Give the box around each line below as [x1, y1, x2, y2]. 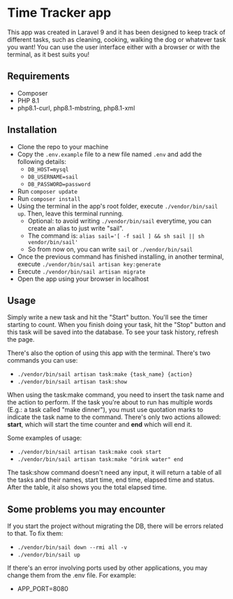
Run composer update [17, 187, 78, 195]
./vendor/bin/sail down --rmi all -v [17, 544, 128, 552]
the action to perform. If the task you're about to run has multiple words [7, 398, 213, 407]
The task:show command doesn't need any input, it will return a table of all [7, 469, 222, 477]
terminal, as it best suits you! [7, 50, 90, 59]
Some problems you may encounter [7, 503, 166, 515]
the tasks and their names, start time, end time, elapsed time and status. [7, 476, 215, 484]
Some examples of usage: [7, 434, 82, 442]
